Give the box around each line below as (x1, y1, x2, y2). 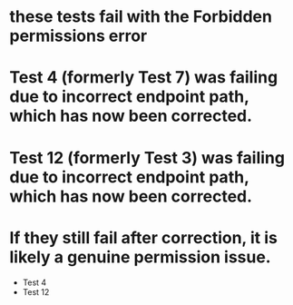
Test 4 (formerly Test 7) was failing (9, 67, 278, 88)
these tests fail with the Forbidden (9, 6, 272, 27)
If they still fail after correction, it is (9, 227, 278, 248)
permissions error (9, 25, 148, 46)
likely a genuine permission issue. (9, 247, 271, 267)
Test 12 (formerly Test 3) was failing (9, 147, 286, 168)
